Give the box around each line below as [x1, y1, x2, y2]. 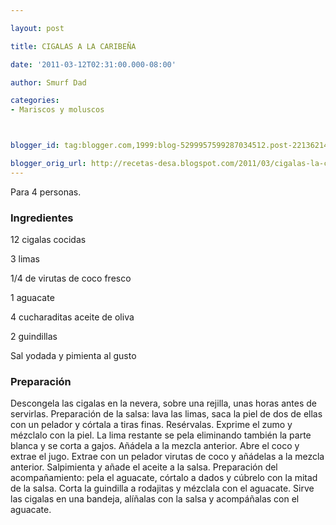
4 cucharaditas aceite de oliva [10, 311, 135, 323]
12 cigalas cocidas [10, 234, 87, 246]
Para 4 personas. [10, 186, 82, 198]
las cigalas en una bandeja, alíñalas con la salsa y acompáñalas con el [10, 493, 300, 505]
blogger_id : [10, 141, 60, 151]
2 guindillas [10, 331, 58, 343]
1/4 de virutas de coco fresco [10, 272, 132, 285]
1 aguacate [10, 292, 55, 304]
